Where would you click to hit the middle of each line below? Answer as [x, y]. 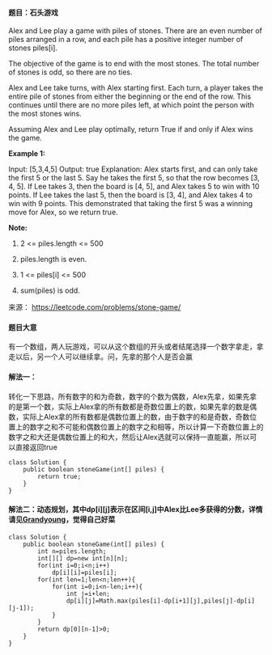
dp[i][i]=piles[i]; [84, 573]
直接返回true [36, 447]
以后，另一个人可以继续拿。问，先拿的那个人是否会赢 [104, 357]
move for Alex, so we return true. [64, 212]
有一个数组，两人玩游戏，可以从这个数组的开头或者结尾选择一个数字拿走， [132, 347]
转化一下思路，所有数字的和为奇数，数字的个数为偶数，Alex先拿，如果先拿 [133, 396]
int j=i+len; [88, 594]
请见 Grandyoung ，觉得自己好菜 [62, 520]
